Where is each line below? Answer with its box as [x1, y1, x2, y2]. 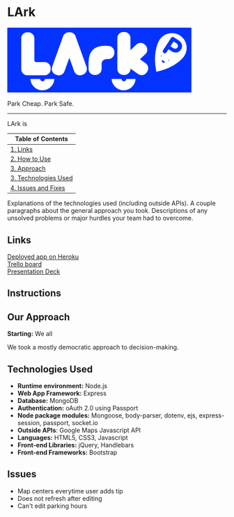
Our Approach [7, 311, 70, 323]
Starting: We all [7, 330, 53, 338]
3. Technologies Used [10, 174, 73, 182]
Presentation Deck [7, 267, 61, 276]
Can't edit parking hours [17, 502, 88, 510]
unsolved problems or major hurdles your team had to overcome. [7, 214, 194, 223]
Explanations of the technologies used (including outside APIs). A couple [7, 199, 216, 207]
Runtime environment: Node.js [17, 382, 108, 390]
